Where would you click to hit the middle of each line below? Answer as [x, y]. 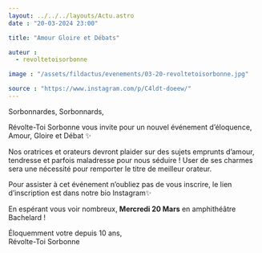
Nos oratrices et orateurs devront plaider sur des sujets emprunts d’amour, [131, 151]
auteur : [23, 52]
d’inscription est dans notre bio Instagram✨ [80, 193]
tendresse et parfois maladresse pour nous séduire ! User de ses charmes [131, 160]
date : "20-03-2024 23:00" [53, 23]
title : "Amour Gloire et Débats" [64, 38]
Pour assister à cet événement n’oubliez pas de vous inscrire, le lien [120, 184]
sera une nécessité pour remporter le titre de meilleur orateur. [110, 169]
